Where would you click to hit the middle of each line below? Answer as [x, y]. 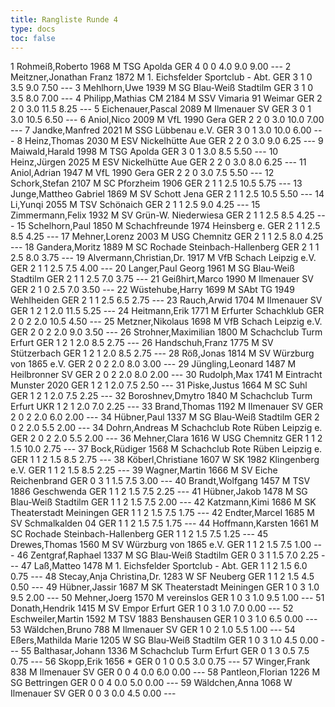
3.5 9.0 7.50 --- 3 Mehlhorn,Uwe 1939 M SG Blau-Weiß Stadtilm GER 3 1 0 [162, 88]
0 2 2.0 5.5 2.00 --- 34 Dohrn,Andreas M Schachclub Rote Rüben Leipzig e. [166, 428]
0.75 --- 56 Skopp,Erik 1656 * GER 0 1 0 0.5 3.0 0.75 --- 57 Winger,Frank [160, 662]
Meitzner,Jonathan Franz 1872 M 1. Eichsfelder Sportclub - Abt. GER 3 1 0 [161, 77]
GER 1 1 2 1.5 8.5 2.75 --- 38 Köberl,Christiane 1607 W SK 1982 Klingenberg [165, 460]
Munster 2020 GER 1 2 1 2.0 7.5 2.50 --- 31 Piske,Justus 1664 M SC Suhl [159, 385]
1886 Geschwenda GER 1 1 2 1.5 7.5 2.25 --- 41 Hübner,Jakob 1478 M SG [159, 492]
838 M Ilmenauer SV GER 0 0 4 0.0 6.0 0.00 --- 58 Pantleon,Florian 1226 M [165, 672]
